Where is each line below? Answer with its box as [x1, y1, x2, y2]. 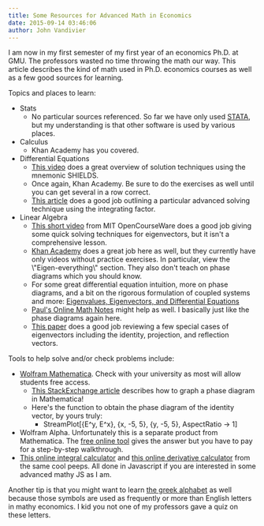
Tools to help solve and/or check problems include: [8, 354, 175, 363]
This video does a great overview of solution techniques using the [31, 163, 246, 172]
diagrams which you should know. [31, 272, 143, 281]
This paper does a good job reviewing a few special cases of [31, 321, 229, 332]
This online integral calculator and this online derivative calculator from [19, 453, 251, 463]
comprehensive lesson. [31, 238, 108, 247]
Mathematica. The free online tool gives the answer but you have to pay [19, 436, 254, 446]
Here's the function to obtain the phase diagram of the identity [31, 403, 235, 412]
